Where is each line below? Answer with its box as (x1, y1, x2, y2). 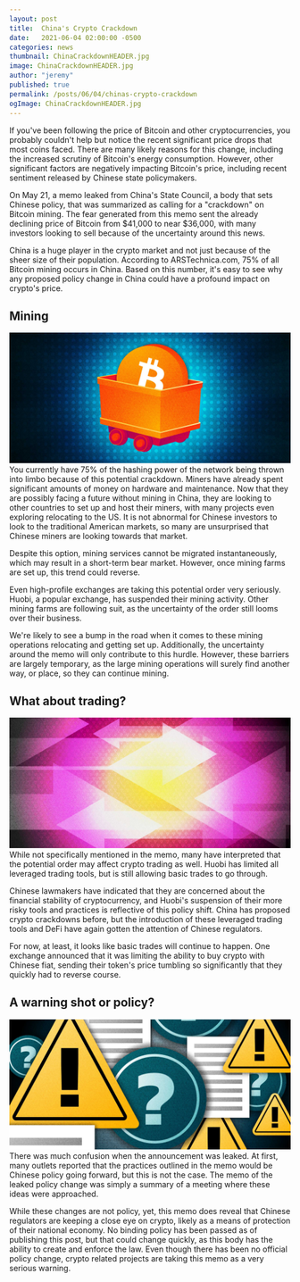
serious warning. (9, 1262, 71, 1273)
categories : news (9, 43, 74, 52)
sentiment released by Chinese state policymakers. (9, 172, 197, 183)
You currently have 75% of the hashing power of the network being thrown (9, 464, 285, 475)
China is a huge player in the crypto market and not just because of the (9, 245, 271, 255)
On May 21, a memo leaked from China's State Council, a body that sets (9, 189, 273, 200)
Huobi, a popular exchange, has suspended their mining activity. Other (9, 594, 270, 604)
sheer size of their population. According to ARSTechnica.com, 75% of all (9, 254, 279, 265)
